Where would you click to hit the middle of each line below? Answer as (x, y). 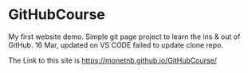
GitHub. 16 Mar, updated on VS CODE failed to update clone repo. (116, 44)
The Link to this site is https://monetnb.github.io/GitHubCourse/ (113, 60)
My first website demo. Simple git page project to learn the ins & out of (124, 36)
